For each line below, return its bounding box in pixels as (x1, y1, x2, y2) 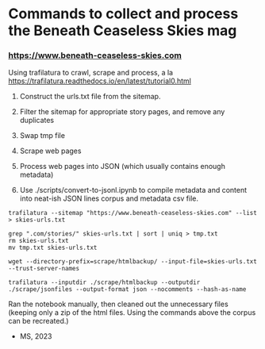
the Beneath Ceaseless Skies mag (8, 21, 237, 40)
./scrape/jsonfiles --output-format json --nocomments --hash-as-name (8, 286, 247, 293)
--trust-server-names (8, 265, 80, 273)
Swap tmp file (19, 131, 66, 140)
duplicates (19, 116, 54, 125)
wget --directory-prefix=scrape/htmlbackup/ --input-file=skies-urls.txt (8, 258, 258, 266)
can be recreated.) (8, 316, 69, 326)
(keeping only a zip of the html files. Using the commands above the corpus (8, 308, 256, 317)
